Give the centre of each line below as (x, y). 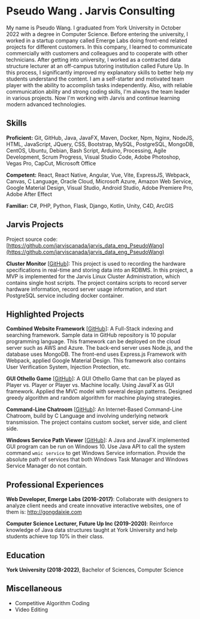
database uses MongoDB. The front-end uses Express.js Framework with (96, 354)
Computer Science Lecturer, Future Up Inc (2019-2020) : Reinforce (90, 523)
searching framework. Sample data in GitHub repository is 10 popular (91, 335)
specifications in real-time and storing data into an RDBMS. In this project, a (100, 270)
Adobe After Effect (29, 194)
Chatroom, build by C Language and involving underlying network (87, 416)
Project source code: (32, 239)
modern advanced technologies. (46, 104)
